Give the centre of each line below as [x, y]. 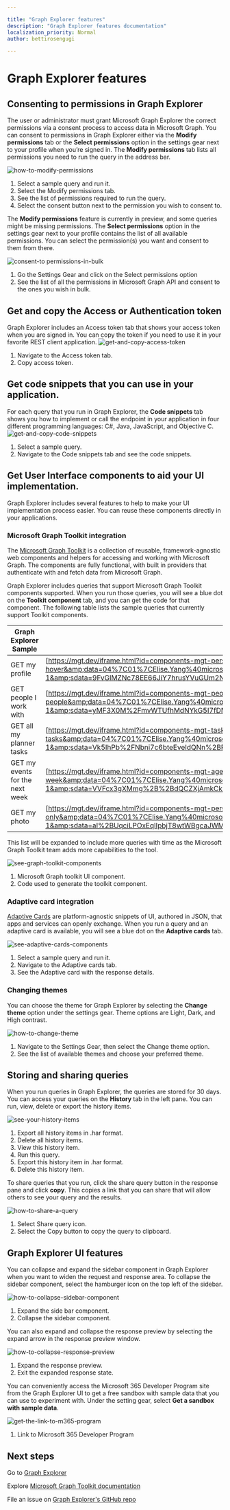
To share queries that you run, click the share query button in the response [113, 1183]
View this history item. [48, 1148]
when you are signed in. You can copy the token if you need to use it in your [114, 335]
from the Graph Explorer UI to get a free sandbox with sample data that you [113, 1393]
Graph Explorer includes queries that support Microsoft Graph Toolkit [104, 586]
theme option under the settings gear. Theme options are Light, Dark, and [111, 1012]
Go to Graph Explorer [37, 1473]
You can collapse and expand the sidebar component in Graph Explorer [108, 1269]
